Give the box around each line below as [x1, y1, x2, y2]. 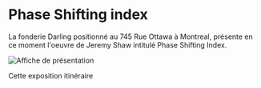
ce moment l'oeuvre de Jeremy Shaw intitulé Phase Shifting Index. [8, 40, 227, 49]
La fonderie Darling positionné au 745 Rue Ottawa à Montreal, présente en [8, 32, 254, 41]
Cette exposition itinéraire [8, 71, 94, 80]
